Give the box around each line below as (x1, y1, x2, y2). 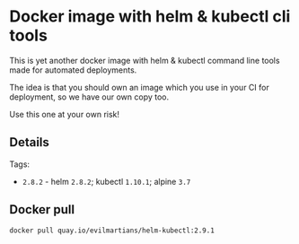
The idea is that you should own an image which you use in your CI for (9, 82, 269, 92)
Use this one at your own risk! (9, 109, 119, 119)
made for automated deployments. (9, 65, 137, 75)
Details (9, 135, 49, 150)
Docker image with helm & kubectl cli (9, 6, 291, 27)
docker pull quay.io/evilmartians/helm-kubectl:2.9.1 (9, 226, 215, 235)
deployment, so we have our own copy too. (9, 91, 170, 102)
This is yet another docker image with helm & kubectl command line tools (9, 55, 280, 65)
